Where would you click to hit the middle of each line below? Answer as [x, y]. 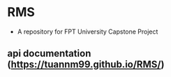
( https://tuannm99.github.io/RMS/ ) [86, 65]
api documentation [49, 54]
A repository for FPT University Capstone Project [88, 31]
